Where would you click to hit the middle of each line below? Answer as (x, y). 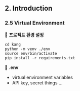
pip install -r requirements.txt (40, 58)
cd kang (13, 44)
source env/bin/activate (31, 53)
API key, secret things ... (37, 83)
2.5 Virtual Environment (35, 23)
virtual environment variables (42, 77)
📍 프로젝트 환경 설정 (24, 35)
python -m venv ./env (28, 49)
